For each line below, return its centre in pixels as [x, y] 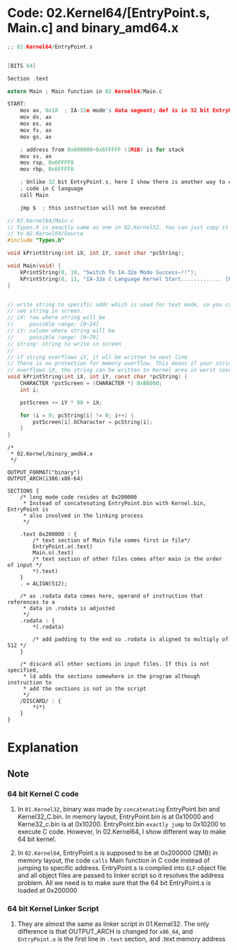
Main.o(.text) [53, 553]
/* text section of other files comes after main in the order [127, 559]
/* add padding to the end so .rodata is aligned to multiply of [131, 640]
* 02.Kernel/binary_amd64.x [51, 454]
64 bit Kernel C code [43, 794]
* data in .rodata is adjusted [69, 609]
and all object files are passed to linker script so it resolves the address [121, 875]
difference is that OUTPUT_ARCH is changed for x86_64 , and [105, 932]
